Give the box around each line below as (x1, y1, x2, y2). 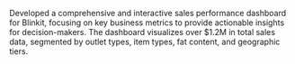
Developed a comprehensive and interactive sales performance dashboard (9, 8, 287, 18)
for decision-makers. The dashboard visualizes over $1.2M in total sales (9, 27, 276, 37)
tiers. (9, 46, 29, 57)
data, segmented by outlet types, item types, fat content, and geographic (9, 36, 281, 47)
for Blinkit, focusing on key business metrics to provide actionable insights (9, 17, 285, 28)
